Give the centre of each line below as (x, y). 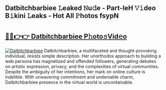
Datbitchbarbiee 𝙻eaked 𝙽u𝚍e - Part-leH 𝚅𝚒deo (81, 8)
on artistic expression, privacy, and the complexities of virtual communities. (82, 67)
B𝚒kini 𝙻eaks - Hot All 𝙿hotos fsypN (62, 16)
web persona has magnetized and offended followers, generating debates (81, 61)
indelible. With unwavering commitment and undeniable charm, (70, 77)
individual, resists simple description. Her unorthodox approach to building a (83, 56)
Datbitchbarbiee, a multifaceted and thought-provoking (100, 51)
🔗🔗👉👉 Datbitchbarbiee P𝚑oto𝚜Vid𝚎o (66, 36)
